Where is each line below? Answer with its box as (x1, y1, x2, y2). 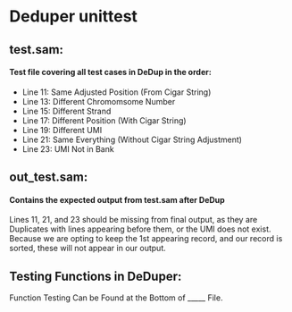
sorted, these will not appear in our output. (9, 243, 167, 254)
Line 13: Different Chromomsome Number (21, 96, 176, 106)
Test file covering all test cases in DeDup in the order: (9, 67, 212, 78)
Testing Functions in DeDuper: (9, 268, 182, 283)
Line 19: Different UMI (21, 124, 103, 135)
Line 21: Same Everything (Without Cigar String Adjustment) (21, 134, 243, 145)
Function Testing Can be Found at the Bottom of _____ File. (9, 292, 223, 303)
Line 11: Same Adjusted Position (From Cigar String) (21, 87, 212, 97)
